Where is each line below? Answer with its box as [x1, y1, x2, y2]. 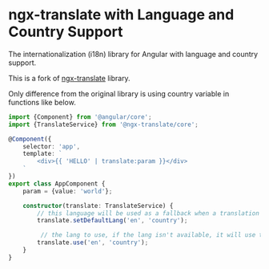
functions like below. [8, 97, 76, 107]
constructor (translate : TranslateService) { [22, 202, 174, 210]
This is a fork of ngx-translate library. [8, 73, 130, 83]
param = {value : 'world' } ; [22, 187, 113, 195]
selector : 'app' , [22, 142, 81, 150]
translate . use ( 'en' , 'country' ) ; [37, 238, 149, 247]
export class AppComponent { [8, 179, 106, 188]
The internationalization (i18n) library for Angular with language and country [8, 49, 259, 59]
